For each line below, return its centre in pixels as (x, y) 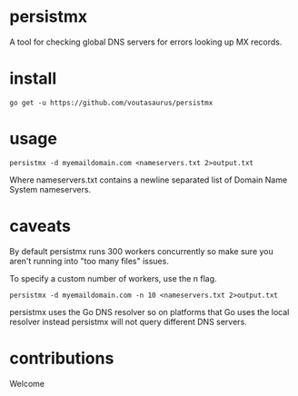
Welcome (27, 383)
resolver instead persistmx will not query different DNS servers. (128, 322)
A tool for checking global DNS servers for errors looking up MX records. (146, 42)
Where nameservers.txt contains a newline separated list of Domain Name (149, 180)
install (33, 79)
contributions (62, 358)
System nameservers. (50, 189)
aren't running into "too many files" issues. (89, 261)
